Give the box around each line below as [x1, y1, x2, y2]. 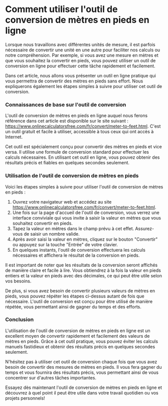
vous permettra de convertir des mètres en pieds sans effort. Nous [5, 78, 143, 84]
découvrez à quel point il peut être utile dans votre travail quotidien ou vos [5, 389, 159, 395]
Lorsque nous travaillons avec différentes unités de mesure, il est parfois [5, 41, 155, 47]
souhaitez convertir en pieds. [12, 220, 73, 226]
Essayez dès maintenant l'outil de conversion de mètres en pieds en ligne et [5, 384, 162, 390]
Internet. [5, 134, 23, 140]
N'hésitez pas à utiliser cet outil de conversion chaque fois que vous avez [5, 358, 157, 365]
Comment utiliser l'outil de [5, 4, 118, 15]
